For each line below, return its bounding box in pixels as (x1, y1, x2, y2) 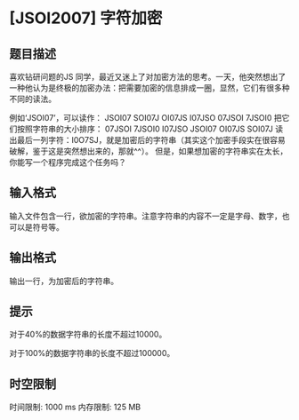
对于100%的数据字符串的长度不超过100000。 (9, 348, 175, 359)
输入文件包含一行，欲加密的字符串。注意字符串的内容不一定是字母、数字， (9, 210, 282, 221)
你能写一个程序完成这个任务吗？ (9, 157, 126, 167)
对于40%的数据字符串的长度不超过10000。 (9, 329, 167, 340)
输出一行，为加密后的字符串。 (9, 275, 118, 286)
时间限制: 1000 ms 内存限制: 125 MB (9, 401, 141, 413)
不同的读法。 (9, 94, 56, 104)
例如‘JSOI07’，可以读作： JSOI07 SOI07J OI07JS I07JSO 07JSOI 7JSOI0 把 (9, 113, 282, 123)
